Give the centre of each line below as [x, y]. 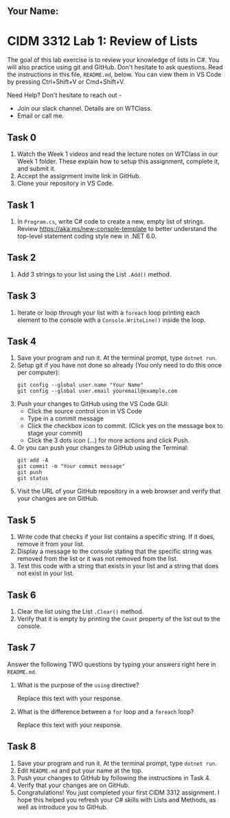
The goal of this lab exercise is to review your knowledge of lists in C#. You [113, 60]
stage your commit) [55, 433]
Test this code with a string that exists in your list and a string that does [118, 566]
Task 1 [21, 205]
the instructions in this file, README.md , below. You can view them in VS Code [114, 74]
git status [33, 478]
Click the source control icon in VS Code [84, 411]
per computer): [38, 373]
